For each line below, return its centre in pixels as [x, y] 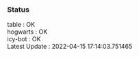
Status [18, 10]
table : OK [21, 25]
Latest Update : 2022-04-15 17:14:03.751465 [70, 47]
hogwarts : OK [27, 32]
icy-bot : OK [24, 39]
